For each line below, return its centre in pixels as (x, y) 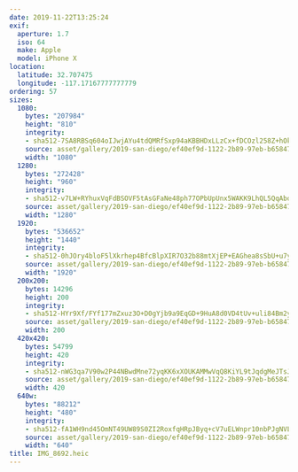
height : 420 (47, 355)
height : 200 (47, 298)
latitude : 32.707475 (55, 75)
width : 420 (45, 388)
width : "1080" (51, 157)
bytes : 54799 (49, 346)
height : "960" (51, 182)
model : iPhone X (47, 58)
